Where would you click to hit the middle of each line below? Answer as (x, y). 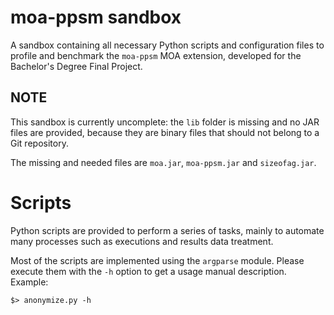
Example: (29, 282)
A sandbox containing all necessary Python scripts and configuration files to (167, 45)
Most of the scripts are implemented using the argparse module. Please (157, 260)
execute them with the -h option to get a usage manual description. (148, 271)
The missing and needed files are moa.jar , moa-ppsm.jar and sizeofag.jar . (163, 162)
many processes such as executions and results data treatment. (142, 241)
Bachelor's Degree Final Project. (76, 66)
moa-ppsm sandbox (96, 17)
